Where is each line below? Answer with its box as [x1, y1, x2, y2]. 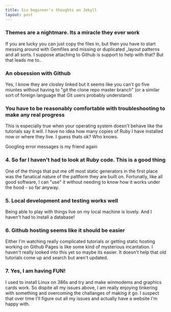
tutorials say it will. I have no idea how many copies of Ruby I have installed [5, 128, 163, 134]
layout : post [5, 12, 33, 17]
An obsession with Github [5, 69, 71, 77]
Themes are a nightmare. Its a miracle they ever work [5, 29, 140, 36]
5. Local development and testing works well [5, 197, 118, 204]
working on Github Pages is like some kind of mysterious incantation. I [5, 244, 153, 250]
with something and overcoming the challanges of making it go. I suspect [5, 290, 159, 296]
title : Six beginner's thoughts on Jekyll [5, 7, 97, 13]
